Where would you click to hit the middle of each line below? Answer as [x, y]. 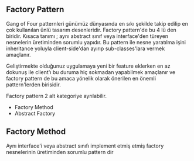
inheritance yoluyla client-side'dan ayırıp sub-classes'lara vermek [86, 48]
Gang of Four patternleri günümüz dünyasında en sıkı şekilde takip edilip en [97, 23]
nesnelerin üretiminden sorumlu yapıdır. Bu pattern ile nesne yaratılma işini [96, 42]
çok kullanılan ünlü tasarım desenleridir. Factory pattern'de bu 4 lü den [91, 30]
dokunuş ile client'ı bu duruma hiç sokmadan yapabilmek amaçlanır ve [91, 72]
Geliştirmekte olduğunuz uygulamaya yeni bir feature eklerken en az [89, 66]
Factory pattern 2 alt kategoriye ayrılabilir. [57, 96]
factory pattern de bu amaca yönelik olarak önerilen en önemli [81, 78]
